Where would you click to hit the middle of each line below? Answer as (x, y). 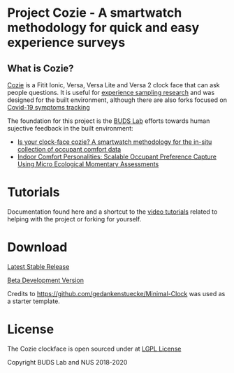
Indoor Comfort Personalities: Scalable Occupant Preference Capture (117, 156)
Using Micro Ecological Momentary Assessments (88, 164)
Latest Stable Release (38, 266)
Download (37, 248)
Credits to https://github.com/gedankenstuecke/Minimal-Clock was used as (116, 293)
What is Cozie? (41, 68)
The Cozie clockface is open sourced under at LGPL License (94, 349)
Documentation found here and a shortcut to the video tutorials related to (112, 212)
